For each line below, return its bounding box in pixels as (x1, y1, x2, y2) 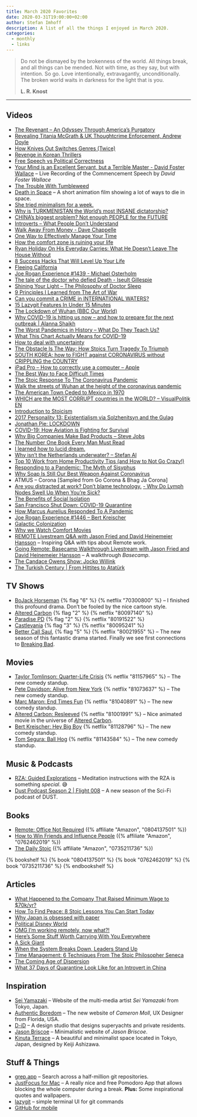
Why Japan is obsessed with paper (14, 914, 100, 921)
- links (11, 42, 30, 48)
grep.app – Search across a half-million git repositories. (14, 1073, 149, 1080)
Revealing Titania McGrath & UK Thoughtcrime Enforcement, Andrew (14, 132, 182, 139)
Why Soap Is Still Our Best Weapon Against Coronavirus (14, 470, 150, 477)
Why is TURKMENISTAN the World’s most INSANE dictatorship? (14, 207, 168, 214)
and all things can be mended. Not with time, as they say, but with (20, 64, 180, 71)
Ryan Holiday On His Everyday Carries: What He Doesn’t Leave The (14, 245, 178, 252)
